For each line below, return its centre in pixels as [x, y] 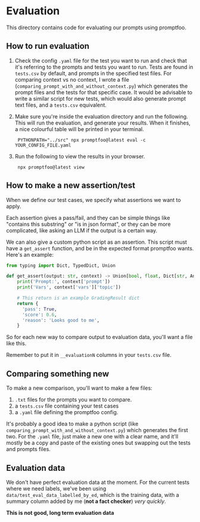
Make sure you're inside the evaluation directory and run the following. [101, 116]
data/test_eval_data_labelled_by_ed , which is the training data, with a [93, 495]
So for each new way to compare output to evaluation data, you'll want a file [99, 337]
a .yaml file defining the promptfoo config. [66, 412]
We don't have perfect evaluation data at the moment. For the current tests [98, 482]
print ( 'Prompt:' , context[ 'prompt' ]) [64, 282]
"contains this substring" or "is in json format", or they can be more [88, 224]
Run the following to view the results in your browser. [80, 156]
